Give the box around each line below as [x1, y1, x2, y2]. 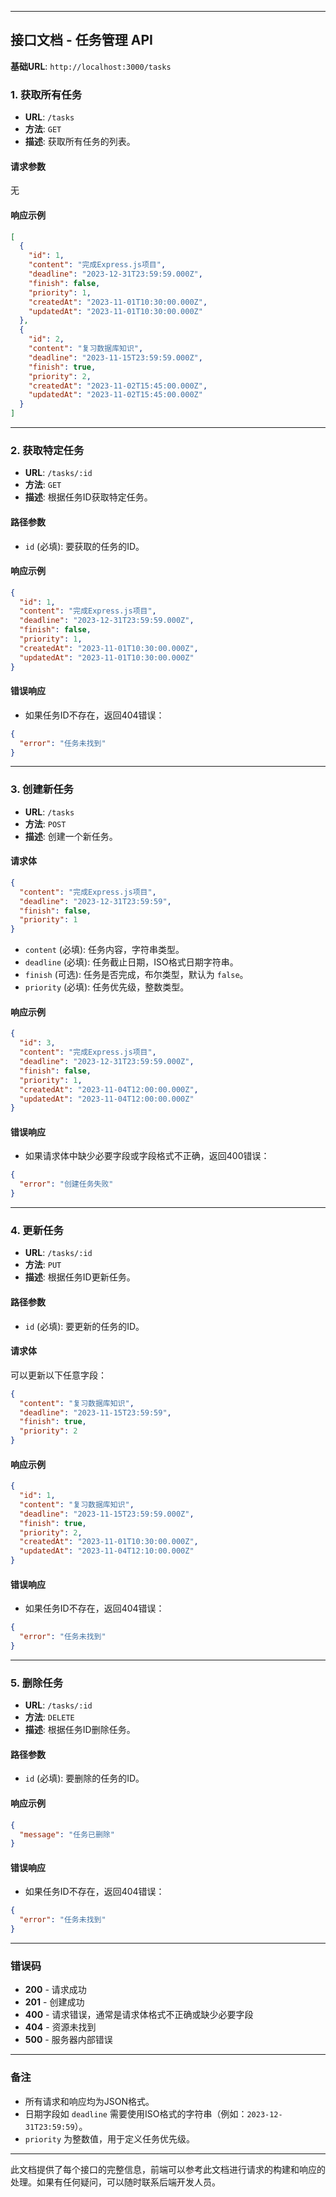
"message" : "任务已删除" [19, 1829, 115, 1840]
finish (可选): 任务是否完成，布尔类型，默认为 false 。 [24, 969, 249, 981]
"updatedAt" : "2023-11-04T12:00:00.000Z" [19, 1094, 195, 1104]
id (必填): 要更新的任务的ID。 [24, 1320, 145, 1332]
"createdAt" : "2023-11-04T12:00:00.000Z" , [19, 1084, 199, 1095]
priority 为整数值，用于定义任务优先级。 [24, 2132, 196, 2145]
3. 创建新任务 [10, 782, 74, 796]
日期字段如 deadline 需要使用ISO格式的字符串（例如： [24, 2107, 248, 2120]
